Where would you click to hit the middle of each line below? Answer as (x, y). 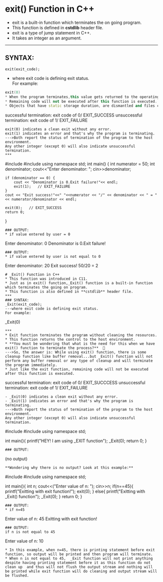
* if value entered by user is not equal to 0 (53, 257)
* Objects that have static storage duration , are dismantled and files (80, 106)
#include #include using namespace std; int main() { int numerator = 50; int (80, 164)
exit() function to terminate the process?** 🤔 (55, 348)
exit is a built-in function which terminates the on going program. (77, 22)
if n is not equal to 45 (30, 532)
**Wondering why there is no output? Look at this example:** (69, 468)
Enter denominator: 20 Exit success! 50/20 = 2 (52, 266)
